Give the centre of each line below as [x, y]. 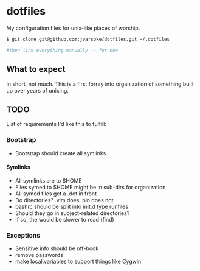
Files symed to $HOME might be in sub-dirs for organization [90, 187]
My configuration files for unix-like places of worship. [73, 28]
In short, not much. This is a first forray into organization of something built [100, 84]
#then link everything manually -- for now [62, 50]
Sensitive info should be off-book [57, 248]
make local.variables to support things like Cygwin [78, 262]
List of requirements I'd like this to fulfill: [56, 124]
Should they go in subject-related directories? [72, 213]
